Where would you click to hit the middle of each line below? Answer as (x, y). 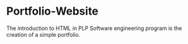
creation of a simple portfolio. (43, 34)
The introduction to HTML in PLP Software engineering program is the (94, 28)
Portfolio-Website (52, 11)
